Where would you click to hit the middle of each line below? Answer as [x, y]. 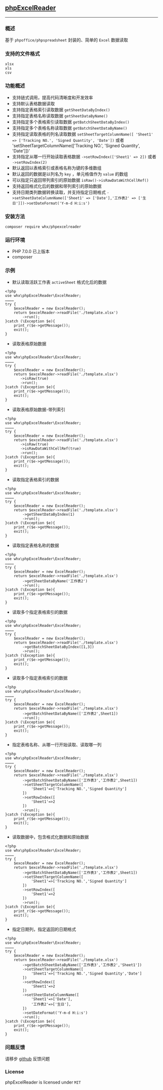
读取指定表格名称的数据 [35, 545]
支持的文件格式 [23, 54]
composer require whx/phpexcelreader [43, 227]
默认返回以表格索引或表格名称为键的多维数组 [57, 168]
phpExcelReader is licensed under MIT [43, 1082]
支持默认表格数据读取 [33, 103]
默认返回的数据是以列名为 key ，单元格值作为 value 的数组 [70, 174]
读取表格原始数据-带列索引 [39, 409]
